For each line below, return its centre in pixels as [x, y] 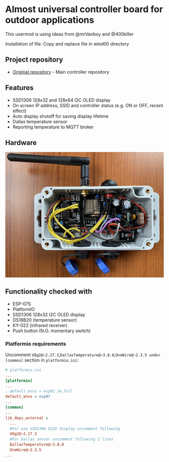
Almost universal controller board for [84, 9]
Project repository [34, 60]
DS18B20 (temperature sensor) [45, 320]
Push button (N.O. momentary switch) [52, 331]
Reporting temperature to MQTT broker [53, 127]
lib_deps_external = [27, 418]
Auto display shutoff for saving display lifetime [61, 116]
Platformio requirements [36, 344]
